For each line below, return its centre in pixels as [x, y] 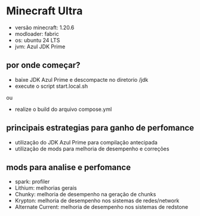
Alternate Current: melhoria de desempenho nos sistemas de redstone [101, 207]
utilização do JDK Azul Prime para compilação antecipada [86, 142]
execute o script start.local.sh [51, 86]
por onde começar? [43, 65]
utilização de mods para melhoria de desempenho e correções [92, 149]
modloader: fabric [37, 33]
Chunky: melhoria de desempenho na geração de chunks [85, 195]
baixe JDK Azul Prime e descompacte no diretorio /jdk [81, 79]
